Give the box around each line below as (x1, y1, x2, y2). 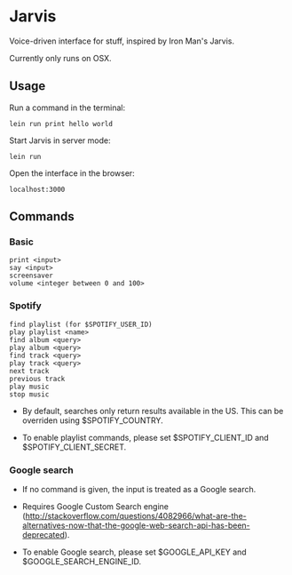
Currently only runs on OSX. (9, 52, 113, 63)
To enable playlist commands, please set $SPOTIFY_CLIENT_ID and (21, 432, 269, 443)
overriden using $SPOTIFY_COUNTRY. (21, 415, 164, 426)
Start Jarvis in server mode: (9, 135, 111, 146)
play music (9, 382, 50, 391)
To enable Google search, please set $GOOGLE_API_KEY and (21, 547, 247, 557)
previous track (9, 374, 66, 383)
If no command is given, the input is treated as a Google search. (21, 484, 256, 495)
